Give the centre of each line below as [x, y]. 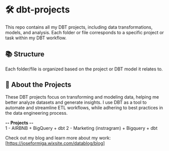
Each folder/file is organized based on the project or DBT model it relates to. [84, 69]
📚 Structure [25, 54]
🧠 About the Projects [38, 85]
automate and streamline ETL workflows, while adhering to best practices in [84, 107]
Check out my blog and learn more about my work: [58, 138]
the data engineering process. [37, 113]
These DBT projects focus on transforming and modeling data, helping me [82, 97]
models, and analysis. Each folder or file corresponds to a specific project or [84, 32]
